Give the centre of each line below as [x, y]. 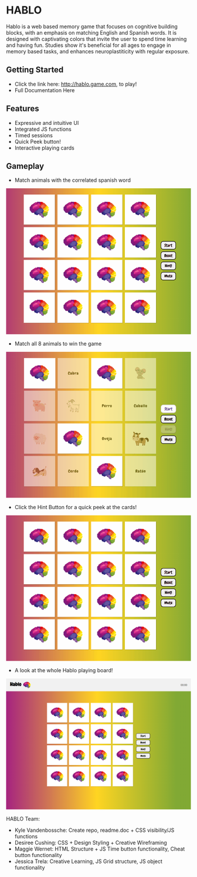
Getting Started [35, 70]
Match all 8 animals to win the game [58, 343]
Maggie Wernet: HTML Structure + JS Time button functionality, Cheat [100, 849]
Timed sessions [33, 135]
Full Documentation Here [45, 90]
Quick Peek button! [38, 141]
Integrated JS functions [43, 129]
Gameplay [25, 166]
